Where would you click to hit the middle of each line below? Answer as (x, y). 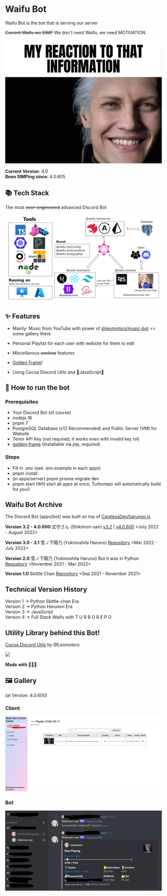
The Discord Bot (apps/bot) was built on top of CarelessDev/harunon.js (78, 517)
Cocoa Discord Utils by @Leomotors (42, 645)
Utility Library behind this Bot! (53, 633)
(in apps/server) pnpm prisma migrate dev (56, 478)
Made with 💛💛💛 (21, 665)
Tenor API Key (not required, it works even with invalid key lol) (76, 439)
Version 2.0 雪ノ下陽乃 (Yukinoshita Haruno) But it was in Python (72, 559)
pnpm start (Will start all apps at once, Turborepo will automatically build (86, 484)
